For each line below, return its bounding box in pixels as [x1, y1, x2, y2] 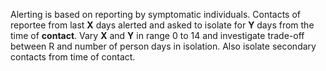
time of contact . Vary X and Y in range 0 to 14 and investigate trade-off [10, 30, 305, 41]
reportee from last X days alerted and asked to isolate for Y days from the [10, 19, 315, 31]
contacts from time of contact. [10, 51, 136, 63]
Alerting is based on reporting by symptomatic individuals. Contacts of [10, 9, 302, 20]
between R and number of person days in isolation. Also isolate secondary [10, 40, 317, 52]
